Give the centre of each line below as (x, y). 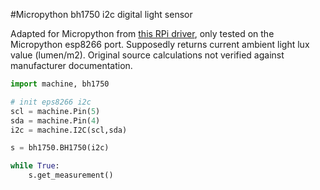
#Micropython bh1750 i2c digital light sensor (101, 14)
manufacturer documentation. (71, 65)
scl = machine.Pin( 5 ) (55, 111)
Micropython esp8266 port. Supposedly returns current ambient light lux (160, 44)
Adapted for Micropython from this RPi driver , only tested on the (142, 33)
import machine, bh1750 (60, 84)
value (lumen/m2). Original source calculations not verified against (147, 55)
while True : (35, 166)
